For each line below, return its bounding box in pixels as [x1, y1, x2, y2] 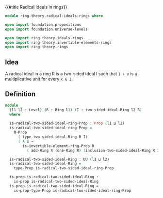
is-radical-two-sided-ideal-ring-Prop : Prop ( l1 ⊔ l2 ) [9, 121, 125, 126]
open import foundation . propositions [5, 22, 81, 27]
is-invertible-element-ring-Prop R [22, 143, 95, 148]
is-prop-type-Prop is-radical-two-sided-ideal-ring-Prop [14, 188, 131, 193]
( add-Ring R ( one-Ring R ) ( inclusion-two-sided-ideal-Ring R [26, 148, 155, 153]
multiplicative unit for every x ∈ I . [5, 76, 73, 82]
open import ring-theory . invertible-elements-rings [5, 40, 112, 45]
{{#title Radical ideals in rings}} [5, 4, 67, 10]
